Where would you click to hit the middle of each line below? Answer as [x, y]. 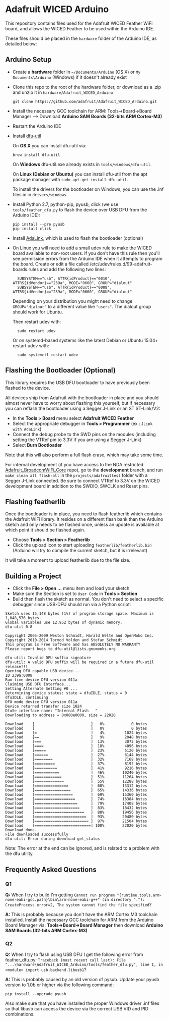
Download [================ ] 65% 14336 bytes [76, 790]
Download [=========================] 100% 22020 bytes [76, 826]
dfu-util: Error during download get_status [53, 839]
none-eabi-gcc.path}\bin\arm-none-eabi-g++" [53, 899]
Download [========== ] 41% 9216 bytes [76, 768]
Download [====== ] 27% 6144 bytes [76, 755]
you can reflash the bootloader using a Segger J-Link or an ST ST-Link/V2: [83, 408]
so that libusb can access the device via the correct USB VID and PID [77, 1009]
